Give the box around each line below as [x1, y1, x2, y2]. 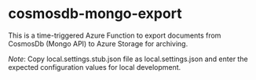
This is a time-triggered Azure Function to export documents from [8, 31, 221, 40]
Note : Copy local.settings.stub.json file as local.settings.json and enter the [8, 54, 249, 64]
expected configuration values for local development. [8, 62, 181, 71]
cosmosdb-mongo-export [8, 5, 182, 23]
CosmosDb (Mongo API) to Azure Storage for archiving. [8, 38, 188, 48]
